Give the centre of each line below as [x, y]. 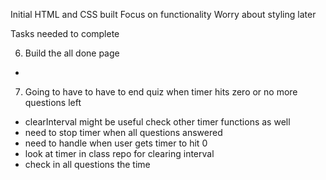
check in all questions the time [87, 164]
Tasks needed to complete [65, 33]
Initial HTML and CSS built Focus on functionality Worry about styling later [163, 14]
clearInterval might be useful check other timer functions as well [157, 122]
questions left [53, 102]
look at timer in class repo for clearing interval [119, 153]
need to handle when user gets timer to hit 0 [116, 143]
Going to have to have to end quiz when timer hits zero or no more [161, 92]
